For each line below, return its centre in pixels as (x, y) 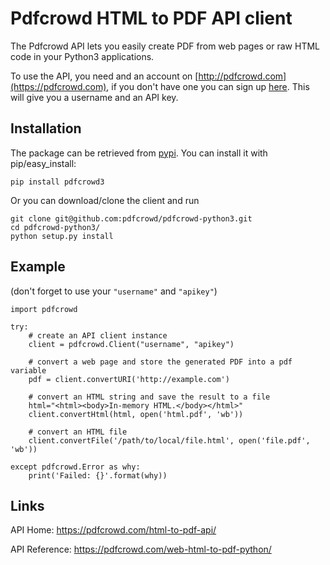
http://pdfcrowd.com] (242, 76)
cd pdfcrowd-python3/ (55, 227)
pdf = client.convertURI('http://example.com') (129, 379)
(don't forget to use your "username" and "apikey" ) (114, 291)
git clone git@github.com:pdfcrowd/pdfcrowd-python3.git (131, 218)
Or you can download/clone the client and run (105, 200)
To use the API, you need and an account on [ (104, 76)
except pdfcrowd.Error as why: (75, 467)
